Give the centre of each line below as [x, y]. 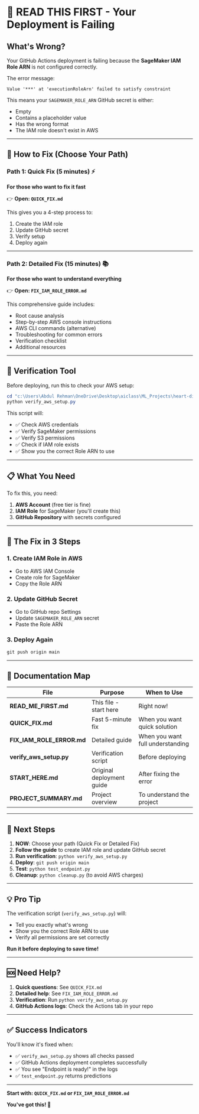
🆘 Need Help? [34, 973]
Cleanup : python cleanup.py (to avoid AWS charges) [79, 875]
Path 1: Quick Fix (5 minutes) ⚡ [51, 172]
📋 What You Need [41, 476]
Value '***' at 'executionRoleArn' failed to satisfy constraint [89, 89]
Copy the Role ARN [39, 584]
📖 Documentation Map [49, 676]
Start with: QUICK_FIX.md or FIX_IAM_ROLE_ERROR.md [68, 1093]
